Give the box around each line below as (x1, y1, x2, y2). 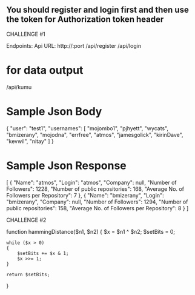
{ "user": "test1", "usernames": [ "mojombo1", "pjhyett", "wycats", (6, 124, 168, 132)
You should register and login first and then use (6, 5, 189, 15)
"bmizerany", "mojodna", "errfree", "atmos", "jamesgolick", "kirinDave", (6, 131, 183, 138)
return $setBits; (6, 271, 50, 277)
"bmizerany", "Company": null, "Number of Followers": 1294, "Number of (6, 198, 188, 205)
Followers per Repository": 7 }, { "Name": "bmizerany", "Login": (6, 191, 165, 199)
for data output (6, 64, 84, 77)
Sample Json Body (6, 104, 102, 118)
